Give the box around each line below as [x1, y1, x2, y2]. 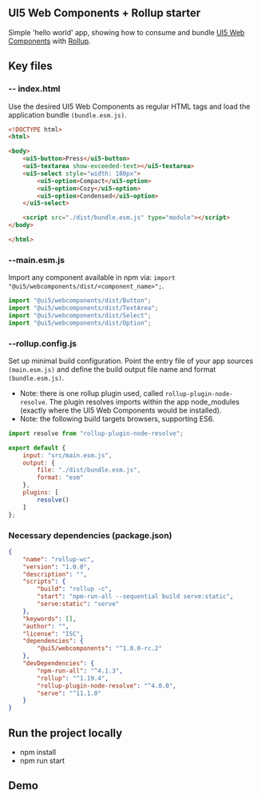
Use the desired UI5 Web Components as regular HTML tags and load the [8, 102, 251, 111]
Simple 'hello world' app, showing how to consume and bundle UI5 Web [8, 27, 245, 37]
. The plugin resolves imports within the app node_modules [45, 397, 240, 406]
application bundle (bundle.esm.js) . [8, 110, 127, 119]
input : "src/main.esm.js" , [22, 451, 113, 459]
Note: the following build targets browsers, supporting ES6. [19, 413, 215, 423]
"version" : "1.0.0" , [22, 563, 91, 571]
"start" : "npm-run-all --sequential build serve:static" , [37, 593, 234, 600]
